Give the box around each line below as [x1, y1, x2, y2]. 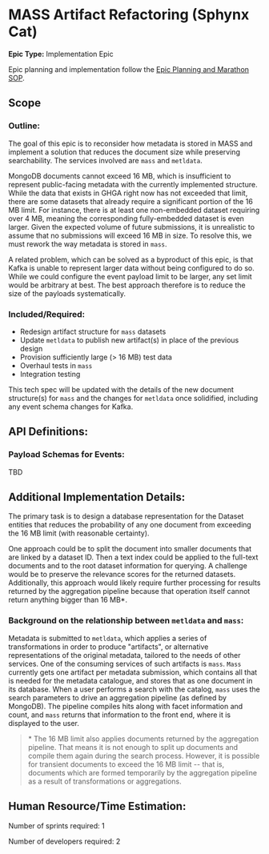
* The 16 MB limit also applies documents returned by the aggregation [27, 734, 259, 744]
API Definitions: [8, 425, 88, 439]
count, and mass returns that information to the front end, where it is [8, 710, 231, 720]
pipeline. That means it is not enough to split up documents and [27, 742, 239, 752]
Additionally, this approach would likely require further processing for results [8, 578, 261, 587]
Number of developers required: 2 [8, 836, 121, 846]
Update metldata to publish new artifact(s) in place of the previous [19, 335, 239, 345]
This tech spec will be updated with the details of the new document [8, 384, 235, 394]
